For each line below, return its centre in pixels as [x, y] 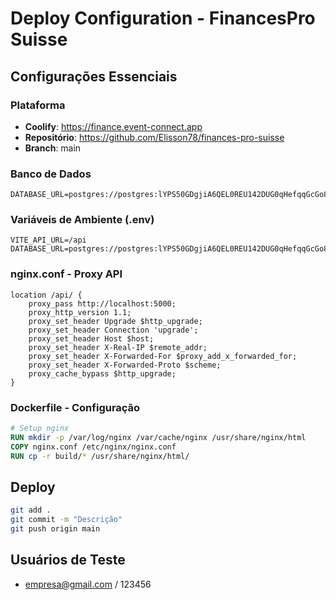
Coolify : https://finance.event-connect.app [113, 126]
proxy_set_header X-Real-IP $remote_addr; [118, 347]
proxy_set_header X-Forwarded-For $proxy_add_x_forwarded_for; [163, 356]
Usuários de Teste [68, 560]
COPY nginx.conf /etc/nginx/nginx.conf [93, 447]
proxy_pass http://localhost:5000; [102, 303]
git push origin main [55, 529]
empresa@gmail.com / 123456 [88, 584]
